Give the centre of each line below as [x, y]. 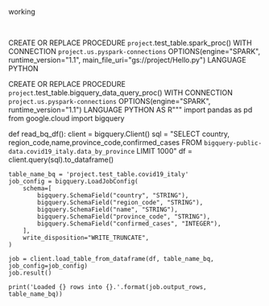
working [22, 12]
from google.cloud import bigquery [66, 118]
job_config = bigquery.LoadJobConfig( [73, 181]
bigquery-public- [233, 143]
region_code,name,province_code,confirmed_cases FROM [106, 143]
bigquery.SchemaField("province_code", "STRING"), [124, 217]
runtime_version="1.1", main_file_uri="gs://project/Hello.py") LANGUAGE [128, 60]
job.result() [30, 273]
